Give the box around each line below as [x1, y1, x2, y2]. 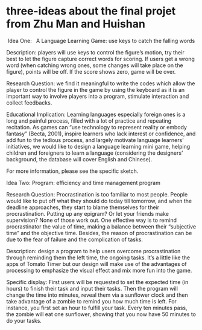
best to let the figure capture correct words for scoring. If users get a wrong [6, 55, 195, 62]
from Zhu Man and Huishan [6, 17, 146, 31]
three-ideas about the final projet [6, 4, 176, 18]
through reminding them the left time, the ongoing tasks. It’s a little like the [6, 254, 191, 261]
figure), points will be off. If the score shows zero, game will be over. [6, 68, 176, 75]
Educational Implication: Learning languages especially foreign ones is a [6, 111, 186, 118]
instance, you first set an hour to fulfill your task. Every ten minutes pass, [6, 304, 188, 311]
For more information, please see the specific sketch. [6, 167, 139, 175]
